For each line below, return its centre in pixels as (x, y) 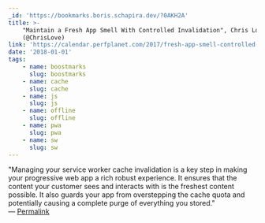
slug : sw (43, 147)
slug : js (43, 103)
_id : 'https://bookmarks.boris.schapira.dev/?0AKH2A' (99, 15)
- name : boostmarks (54, 67)
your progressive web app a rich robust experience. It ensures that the (123, 178)
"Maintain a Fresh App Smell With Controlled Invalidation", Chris (135, 30)
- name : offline (49, 111)
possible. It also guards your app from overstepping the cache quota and (127, 195)
